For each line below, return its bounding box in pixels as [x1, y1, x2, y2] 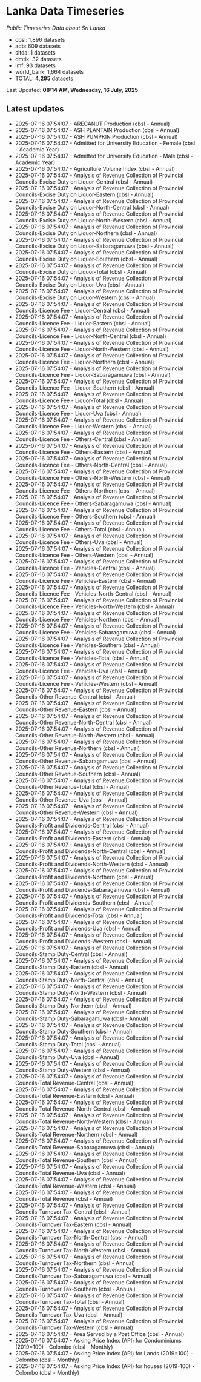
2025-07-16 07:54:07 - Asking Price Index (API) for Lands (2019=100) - [15, 1349, 193, 1357]
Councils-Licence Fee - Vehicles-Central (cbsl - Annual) [15, 564, 156, 571]
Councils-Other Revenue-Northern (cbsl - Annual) [15, 744, 140, 752]
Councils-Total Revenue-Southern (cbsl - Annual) [15, 1156, 139, 1164]
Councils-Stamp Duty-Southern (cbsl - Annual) [15, 1028, 133, 1035]
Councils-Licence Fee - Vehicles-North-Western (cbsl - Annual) [15, 603, 174, 610]
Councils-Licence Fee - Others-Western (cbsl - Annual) [15, 551, 154, 559]
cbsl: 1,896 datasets [15, 36, 65, 43]
